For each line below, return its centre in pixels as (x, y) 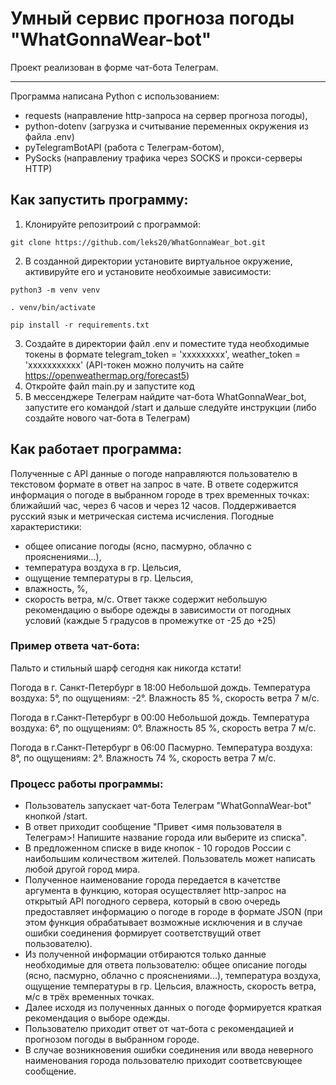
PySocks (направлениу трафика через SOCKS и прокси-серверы (163, 158)
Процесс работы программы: (87, 784)
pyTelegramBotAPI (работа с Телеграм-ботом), (124, 147)
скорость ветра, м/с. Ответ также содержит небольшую (146, 599)
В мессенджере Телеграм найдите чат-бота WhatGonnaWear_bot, (165, 396)
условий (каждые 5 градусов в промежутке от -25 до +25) (150, 620)
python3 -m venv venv (55, 290)
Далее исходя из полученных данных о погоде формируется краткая (173, 1008)
